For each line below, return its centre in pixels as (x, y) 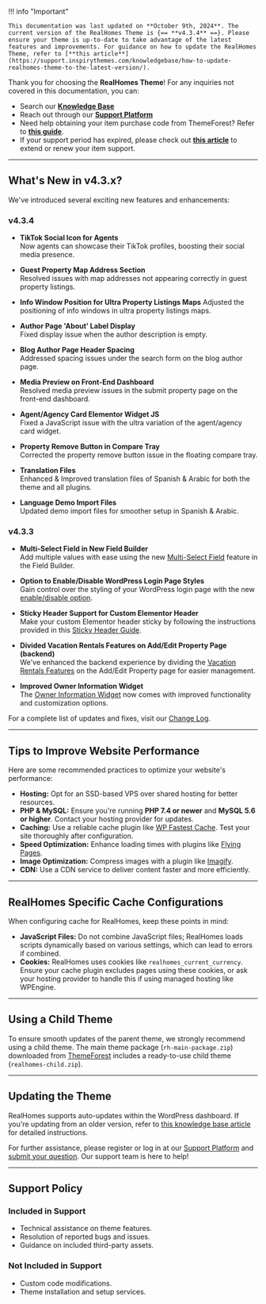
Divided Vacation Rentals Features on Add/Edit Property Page (123, 645)
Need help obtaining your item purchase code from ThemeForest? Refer (137, 123)
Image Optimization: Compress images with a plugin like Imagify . (126, 861)
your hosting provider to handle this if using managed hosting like (126, 979)
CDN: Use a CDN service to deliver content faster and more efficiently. (135, 870)
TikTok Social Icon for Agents (69, 238)
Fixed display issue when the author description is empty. (114, 335)
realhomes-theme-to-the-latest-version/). (79, 67)
